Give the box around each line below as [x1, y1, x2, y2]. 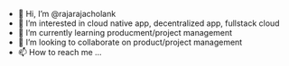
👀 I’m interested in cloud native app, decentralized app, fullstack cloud [17, 18, 280, 29]
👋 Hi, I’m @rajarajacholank [17, 9, 117, 19]
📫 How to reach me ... [17, 47, 102, 57]
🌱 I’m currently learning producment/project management [17, 28, 233, 37]
